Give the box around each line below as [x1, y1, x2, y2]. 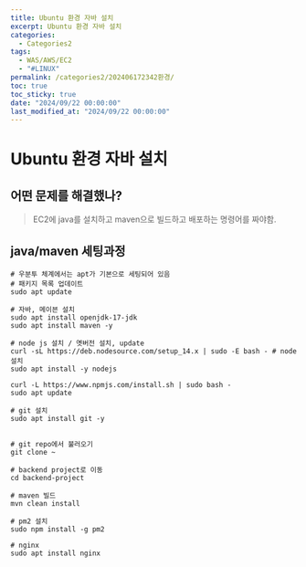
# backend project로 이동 [10, 466, 103, 475]
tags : [10, 47, 31, 57]
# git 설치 [10, 406, 48, 415]
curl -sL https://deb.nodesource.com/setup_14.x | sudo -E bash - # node [10, 347, 298, 356]
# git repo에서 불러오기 [10, 440, 94, 449]
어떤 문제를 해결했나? [10, 188, 122, 204]
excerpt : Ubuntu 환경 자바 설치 [10, 22, 122, 31]
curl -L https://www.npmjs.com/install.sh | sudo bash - [10, 381, 232, 390]
